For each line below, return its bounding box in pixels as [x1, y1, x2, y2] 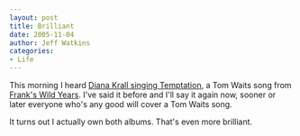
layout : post [9, 13, 59, 23]
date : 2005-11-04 [9, 30, 75, 39]
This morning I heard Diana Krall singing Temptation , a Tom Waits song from [9, 80, 292, 90]
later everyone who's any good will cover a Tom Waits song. [9, 99, 232, 109]
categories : [9, 47, 54, 56]
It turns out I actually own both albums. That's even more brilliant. [9, 116, 253, 127]
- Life [9, 55, 34, 64]
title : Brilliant [9, 22, 75, 31]
